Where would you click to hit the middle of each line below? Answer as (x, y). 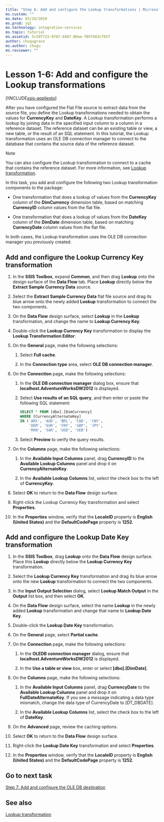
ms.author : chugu (23, 46)
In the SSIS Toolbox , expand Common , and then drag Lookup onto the (83, 277)
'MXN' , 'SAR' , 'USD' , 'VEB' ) (58, 430)
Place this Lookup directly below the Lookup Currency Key (72, 562)
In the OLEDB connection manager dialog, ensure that (74, 654)
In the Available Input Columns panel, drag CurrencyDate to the (85, 687)
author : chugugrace (25, 41)
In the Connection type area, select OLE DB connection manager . (86, 364)
